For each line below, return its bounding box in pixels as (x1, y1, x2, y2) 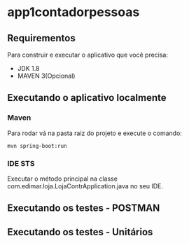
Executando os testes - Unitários (7, 225, 153, 238)
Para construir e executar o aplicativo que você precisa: (7, 50, 169, 59)
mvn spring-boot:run (7, 142, 68, 149)
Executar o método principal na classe (7, 174, 118, 183)
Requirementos (7, 32, 76, 44)
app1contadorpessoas (7, 4, 140, 20)
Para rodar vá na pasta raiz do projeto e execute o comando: (7, 129, 182, 137)
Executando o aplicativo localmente (7, 92, 167, 104)
